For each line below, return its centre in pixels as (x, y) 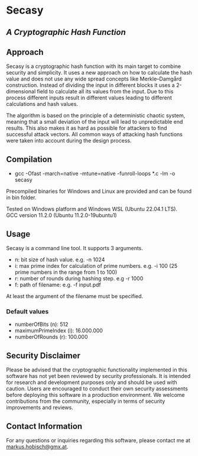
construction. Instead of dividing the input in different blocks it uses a (91, 85)
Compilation (29, 159)
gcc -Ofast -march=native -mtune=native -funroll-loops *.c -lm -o (95, 174)
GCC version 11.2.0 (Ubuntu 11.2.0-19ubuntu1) (61, 215)
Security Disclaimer (43, 355)
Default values (27, 311)
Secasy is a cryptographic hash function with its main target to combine (94, 66)
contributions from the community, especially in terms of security (86, 401)
